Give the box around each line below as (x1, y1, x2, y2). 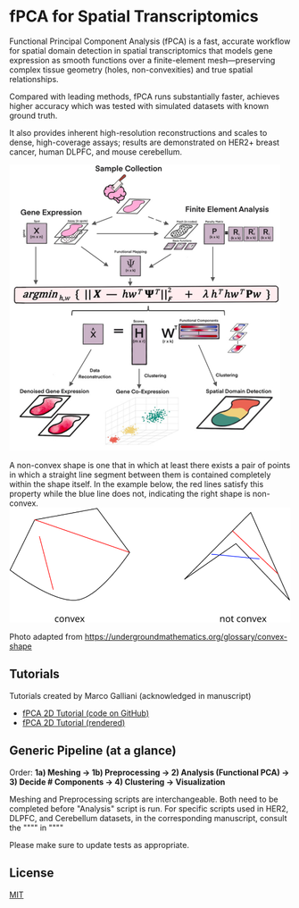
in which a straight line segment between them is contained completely (9, 469, 271, 480)
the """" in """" (9, 822, 64, 833)
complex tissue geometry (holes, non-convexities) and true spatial (9, 64, 253, 75)
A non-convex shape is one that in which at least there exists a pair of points (9, 459, 291, 470)
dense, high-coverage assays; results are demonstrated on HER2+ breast (9, 137, 279, 147)
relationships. (9, 73, 60, 84)
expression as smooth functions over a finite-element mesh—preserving (9, 55, 276, 65)
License (9, 865, 54, 881)
